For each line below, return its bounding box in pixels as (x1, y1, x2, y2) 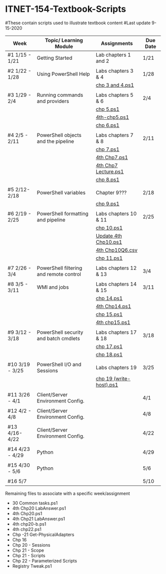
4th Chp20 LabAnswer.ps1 (12, 505, 66, 511)
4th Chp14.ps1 (95, 303, 131, 309)
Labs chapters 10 (95, 210, 137, 217)
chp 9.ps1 (95, 200, 120, 207)
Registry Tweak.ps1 (12, 563, 52, 569)
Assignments (101, 40, 133, 46)
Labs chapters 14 (95, 280, 137, 287)
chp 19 (95, 375, 113, 382)
